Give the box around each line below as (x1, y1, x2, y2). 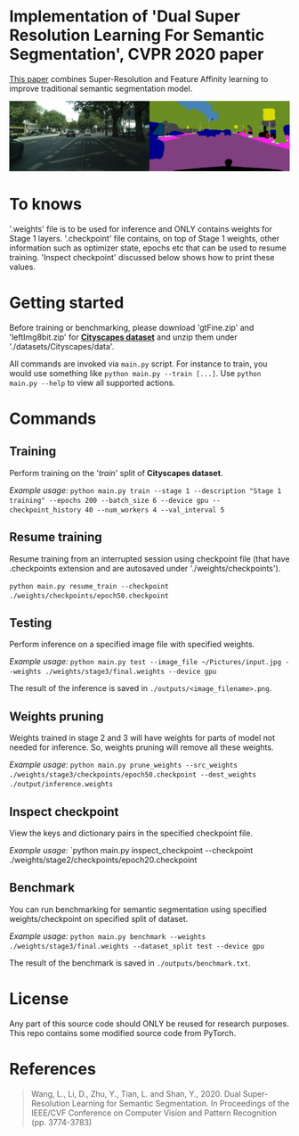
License (9, 989, 69, 1009)
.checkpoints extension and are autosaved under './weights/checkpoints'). (9, 563, 281, 573)
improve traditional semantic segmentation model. (9, 83, 193, 94)
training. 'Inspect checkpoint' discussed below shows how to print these (9, 251, 275, 262)
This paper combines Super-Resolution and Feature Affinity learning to (9, 73, 269, 84)
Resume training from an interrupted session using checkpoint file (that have (9, 553, 290, 564)
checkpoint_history (9, 506, 82, 514)
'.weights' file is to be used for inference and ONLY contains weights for (9, 223, 273, 234)
